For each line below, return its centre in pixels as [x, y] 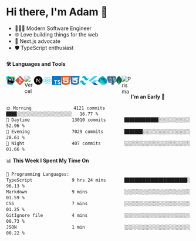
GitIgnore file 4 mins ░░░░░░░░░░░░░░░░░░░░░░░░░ [98, 216]
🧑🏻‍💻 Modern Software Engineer [53, 28]
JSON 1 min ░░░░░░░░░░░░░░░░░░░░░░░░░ [98, 227]
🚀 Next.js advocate [37, 41]
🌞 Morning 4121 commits [56, 108]
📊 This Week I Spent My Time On [48, 160]
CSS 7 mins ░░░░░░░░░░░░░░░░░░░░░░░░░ [98, 204]
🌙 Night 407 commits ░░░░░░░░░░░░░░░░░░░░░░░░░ [98, 143]
